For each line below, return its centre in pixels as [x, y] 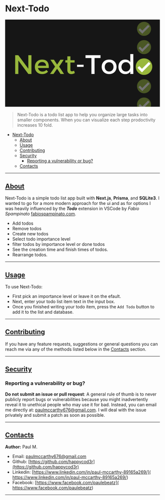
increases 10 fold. [35, 125]
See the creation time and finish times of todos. [60, 250]
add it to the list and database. [43, 312]
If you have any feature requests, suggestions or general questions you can [82, 344]
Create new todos [30, 234]
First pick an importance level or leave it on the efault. [67, 297]
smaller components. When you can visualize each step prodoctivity [86, 120]
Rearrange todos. [30, 255]
